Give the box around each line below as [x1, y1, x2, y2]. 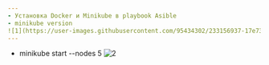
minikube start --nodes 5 [18, 49, 102, 59]
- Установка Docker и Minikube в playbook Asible [7, 11, 177, 20]
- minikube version [7, 19, 73, 27]
